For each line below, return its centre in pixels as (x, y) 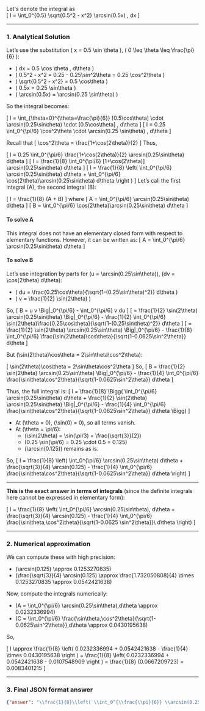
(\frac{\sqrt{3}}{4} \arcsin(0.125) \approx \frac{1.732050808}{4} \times (104, 575)
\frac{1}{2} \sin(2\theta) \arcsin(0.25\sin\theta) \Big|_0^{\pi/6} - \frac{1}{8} (99, 330)
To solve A (20, 219)
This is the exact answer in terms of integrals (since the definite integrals (99, 490)
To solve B (20, 260)
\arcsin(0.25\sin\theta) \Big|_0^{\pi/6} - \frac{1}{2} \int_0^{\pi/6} (86, 316)
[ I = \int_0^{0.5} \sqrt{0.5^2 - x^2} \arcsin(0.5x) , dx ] (73, 15)
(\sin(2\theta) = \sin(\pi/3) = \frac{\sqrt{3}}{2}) (83, 436)
